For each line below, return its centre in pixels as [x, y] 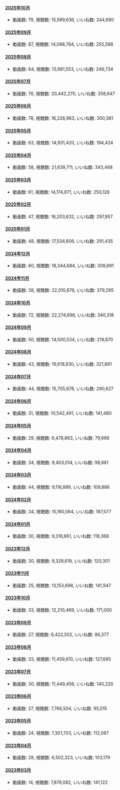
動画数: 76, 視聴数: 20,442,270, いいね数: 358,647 [63, 94]
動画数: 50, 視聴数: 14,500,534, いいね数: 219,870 [63, 339]
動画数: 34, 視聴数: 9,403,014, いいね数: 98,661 [60, 462]
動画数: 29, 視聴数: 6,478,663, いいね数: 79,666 [61, 438]
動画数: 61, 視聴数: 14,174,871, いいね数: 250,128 [61, 192]
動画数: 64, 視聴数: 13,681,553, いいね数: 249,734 [63, 69]
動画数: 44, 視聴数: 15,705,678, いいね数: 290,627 [63, 389]
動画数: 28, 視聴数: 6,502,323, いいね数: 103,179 [61, 758]
